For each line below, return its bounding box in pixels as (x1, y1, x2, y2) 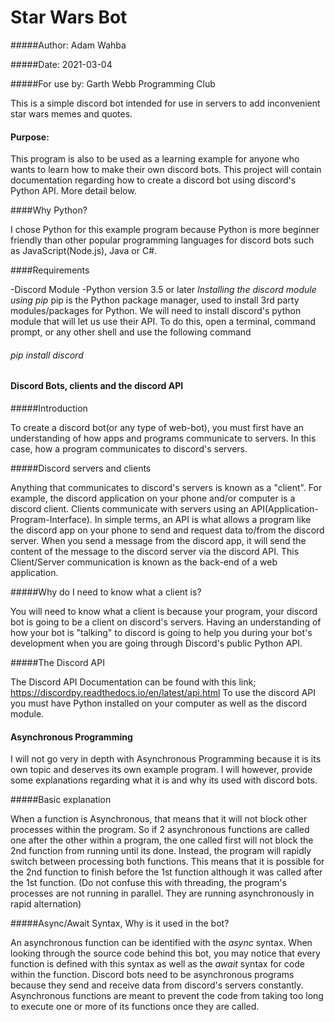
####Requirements (10, 264, 90, 276)
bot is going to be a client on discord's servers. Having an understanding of (10, 616, 322, 628)
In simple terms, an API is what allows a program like (94, 513, 312, 525)
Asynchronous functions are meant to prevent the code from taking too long (10, 990, 324, 1002)
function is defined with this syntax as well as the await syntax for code (10, 958, 305, 970)
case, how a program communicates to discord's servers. (10, 442, 248, 455)
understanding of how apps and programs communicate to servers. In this (10, 432, 317, 444)
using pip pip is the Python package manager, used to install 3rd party (10, 294, 300, 306)
